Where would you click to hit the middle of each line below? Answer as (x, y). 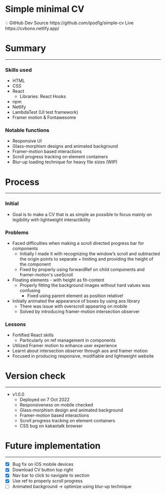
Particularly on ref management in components (68, 340)
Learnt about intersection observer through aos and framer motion (80, 351)
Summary (25, 48)
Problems (17, 232)
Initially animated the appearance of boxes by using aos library (76, 301)
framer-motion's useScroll (46, 275)
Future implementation (53, 446)
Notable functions (27, 131)
